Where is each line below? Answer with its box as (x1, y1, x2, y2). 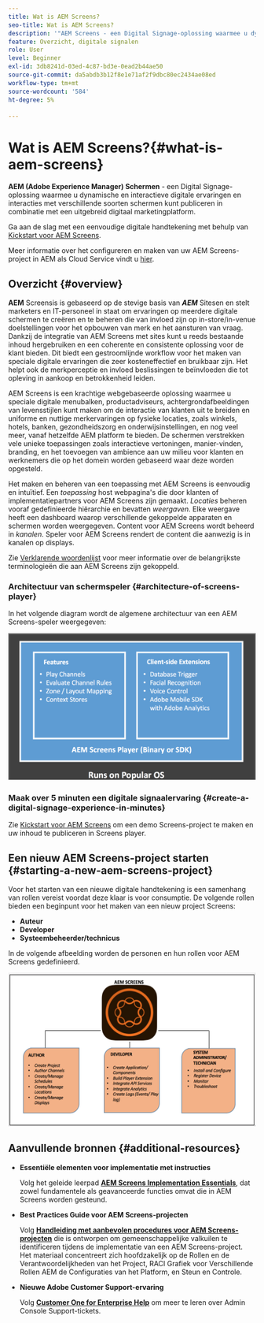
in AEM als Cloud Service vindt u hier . (32, 255, 155, 264)
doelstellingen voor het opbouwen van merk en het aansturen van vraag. (8, 323, 244, 333)
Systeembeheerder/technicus (19, 934, 120, 943)
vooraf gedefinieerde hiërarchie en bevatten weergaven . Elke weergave (8, 504, 240, 514)
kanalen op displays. (8, 538, 75, 547)
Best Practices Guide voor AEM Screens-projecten (19, 1210, 189, 1219)
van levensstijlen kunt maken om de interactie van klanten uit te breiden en (8, 406, 250, 414)
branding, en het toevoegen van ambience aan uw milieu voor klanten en (8, 448, 244, 456)
